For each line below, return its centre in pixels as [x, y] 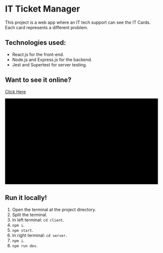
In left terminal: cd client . [38, 220]
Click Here [16, 92]
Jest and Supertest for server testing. [49, 64]
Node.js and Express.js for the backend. [52, 60]
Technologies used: [36, 43]
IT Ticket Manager [42, 9]
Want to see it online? [38, 80]
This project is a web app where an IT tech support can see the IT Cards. [78, 22]
